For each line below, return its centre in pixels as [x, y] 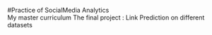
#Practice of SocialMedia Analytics [58, 10]
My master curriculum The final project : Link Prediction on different [106, 17]
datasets [20, 25]
